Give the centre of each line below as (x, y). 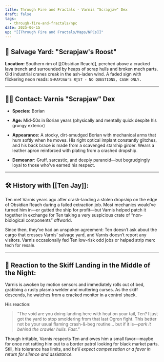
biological (15, 220)
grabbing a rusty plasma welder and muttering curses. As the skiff (72, 290)
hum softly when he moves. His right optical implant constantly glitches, (84, 140)
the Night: (21, 273)
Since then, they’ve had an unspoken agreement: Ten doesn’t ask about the (81, 230)
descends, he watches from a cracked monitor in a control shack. (71, 295)
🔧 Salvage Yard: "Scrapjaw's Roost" (61, 52)
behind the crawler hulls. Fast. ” (48, 329)
